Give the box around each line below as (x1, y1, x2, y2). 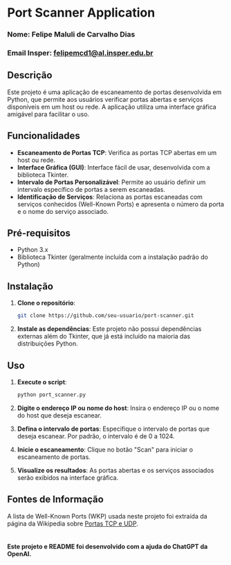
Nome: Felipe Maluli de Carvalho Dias (7, 30, 136, 39)
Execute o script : (17, 377, 67, 386)
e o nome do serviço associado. (17, 207, 109, 215)
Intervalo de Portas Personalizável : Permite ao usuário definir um (17, 178, 206, 186)
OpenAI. (7, 550, 32, 558)
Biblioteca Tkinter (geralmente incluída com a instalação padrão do (17, 253, 209, 261)
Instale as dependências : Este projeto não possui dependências (17, 325, 202, 333)
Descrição (7, 69, 53, 81)
